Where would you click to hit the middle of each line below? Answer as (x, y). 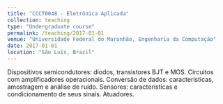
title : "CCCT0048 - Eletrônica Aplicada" (68, 14)
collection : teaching (39, 20)
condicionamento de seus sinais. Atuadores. (71, 94)
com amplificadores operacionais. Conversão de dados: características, (110, 79)
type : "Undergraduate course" (51, 26)
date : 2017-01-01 (32, 46)
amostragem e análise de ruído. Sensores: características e (92, 87)
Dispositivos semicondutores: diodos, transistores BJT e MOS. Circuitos (110, 72)
